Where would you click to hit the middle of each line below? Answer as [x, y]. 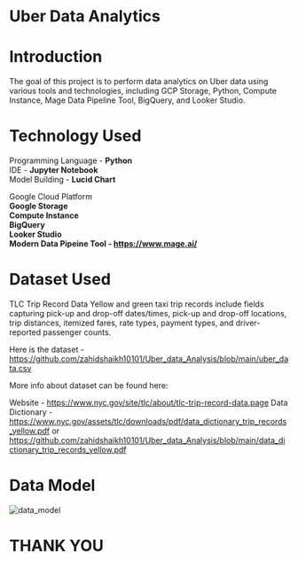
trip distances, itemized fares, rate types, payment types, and [122, 323]
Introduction [56, 57]
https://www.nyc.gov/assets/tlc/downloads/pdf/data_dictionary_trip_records [148, 421]
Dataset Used [60, 280]
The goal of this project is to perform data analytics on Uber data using [139, 82]
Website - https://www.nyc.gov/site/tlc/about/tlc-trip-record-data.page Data [149, 402]
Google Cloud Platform [51, 197]
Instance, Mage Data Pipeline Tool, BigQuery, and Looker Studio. [127, 100]
